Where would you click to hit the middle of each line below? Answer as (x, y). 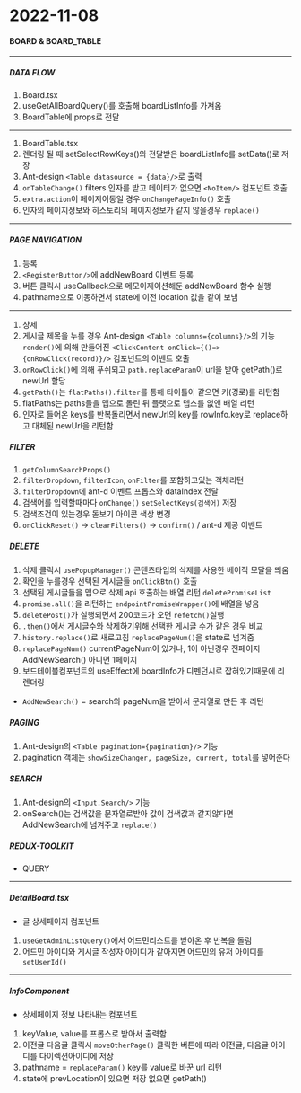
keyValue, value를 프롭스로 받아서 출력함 (95, 1034)
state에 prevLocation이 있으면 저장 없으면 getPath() (115, 1079)
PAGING (25, 722)
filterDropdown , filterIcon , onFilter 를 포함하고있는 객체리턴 (133, 480)
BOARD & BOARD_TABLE (56, 40)
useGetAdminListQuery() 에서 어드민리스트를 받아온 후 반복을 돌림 (137, 940)
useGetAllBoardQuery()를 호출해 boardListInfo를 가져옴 (122, 106)
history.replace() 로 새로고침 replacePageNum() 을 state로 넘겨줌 (138, 638)
